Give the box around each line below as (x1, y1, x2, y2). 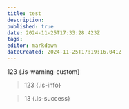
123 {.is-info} (23, 81, 61, 89)
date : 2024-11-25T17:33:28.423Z (7, 29, 100, 37)
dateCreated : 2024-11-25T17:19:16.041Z (7, 49, 122, 56)
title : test (7, 10, 41, 17)
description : (7, 17, 45, 23)
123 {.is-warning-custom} (7, 67, 81, 76)
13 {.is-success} (23, 94, 70, 102)
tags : (7, 36, 23, 43)
